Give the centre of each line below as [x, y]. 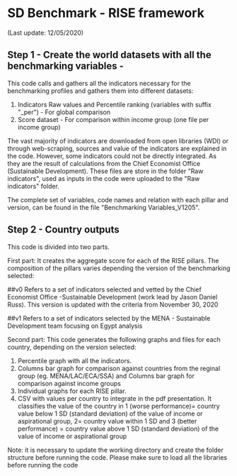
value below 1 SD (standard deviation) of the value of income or [110, 414]
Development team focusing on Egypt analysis [75, 326]
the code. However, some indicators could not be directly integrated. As [112, 156]
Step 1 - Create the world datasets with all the [109, 55]
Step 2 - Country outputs [63, 229]
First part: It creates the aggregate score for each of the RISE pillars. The [113, 260]
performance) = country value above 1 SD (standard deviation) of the [118, 428]
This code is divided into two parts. [58, 247]
